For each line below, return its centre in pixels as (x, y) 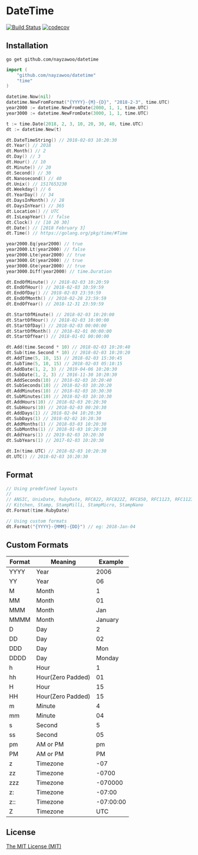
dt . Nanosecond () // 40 (34, 178)
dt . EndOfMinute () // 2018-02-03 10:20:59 (58, 282)
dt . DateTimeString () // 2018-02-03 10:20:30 (62, 140)
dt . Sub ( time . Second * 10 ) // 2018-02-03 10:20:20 (68, 353)
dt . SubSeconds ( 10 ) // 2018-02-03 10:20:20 (59, 386)
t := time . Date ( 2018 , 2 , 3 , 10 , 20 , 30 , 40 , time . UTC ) (75, 124)
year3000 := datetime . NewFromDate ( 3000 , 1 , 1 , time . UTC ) (77, 113)
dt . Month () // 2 (26, 151)
